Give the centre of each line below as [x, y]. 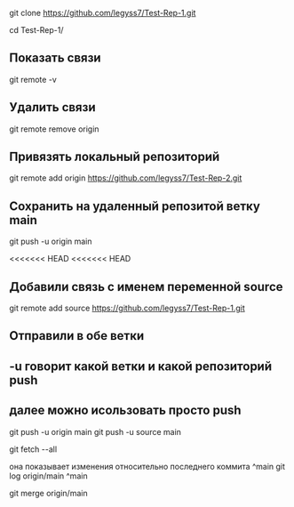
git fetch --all [33, 449]
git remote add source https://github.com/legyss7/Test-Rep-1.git [127, 308]
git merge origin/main [48, 493]
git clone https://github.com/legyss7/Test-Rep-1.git [103, 13]
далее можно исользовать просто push [125, 410]
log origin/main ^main [48, 476]
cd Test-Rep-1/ [36, 30]
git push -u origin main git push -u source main [95, 431]
